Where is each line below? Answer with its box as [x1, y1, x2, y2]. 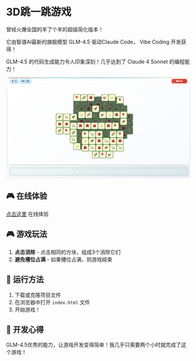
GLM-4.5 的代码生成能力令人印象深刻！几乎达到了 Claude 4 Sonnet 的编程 [6, 58, 185, 65]
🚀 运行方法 [6, 275, 44, 285]
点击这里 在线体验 [6, 210, 49, 217]
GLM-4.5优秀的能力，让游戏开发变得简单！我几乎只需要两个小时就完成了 [6, 341, 181, 349]
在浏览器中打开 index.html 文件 [14, 298, 91, 305]
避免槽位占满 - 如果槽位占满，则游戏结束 [14, 256, 113, 263]
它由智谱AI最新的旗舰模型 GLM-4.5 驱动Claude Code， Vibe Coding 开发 [6, 38, 181, 45]
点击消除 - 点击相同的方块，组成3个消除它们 [14, 248, 121, 256]
